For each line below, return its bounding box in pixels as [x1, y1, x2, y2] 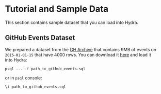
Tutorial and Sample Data [5, 3, 109, 15]
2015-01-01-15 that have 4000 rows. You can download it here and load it [5, 52, 151, 57]
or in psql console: [5, 75, 42, 81]
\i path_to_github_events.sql [5, 84, 66, 89]
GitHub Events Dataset [5, 34, 75, 42]
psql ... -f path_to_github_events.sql [5, 66, 86, 71]
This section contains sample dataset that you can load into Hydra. [5, 19, 139, 25]
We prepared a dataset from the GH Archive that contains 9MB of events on [5, 46, 157, 52]
